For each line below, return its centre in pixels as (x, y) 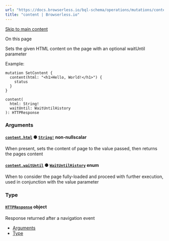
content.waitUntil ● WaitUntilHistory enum (52, 165)
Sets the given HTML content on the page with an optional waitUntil (75, 48)
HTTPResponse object (26, 207)
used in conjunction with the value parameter (52, 182)
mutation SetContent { (29, 73)
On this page (18, 39)
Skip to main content (27, 29)
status (21, 82)
